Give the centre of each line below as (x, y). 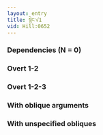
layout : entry (27, 13)
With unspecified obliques (52, 123)
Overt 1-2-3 (27, 87)
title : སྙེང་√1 (25, 20)
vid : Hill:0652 (29, 26)
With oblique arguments (48, 106)
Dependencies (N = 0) (44, 50)
